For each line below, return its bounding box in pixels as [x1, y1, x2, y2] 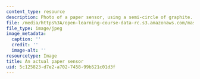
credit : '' [11, 42, 39, 48]
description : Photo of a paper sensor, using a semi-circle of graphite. [6, 14, 193, 20]
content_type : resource [6, 8, 65, 15]
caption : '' [11, 36, 42, 42]
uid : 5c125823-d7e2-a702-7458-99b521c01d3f [6, 64, 116, 70]
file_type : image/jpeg [6, 25, 62, 31]
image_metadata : [6, 31, 46, 37]
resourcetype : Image [6, 53, 58, 59]
